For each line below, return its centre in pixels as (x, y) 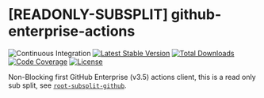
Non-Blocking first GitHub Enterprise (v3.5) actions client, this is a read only (132, 77)
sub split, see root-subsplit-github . (67, 85)
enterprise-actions (72, 31)
